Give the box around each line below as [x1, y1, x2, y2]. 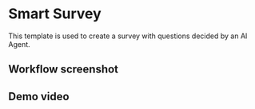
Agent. [8, 39, 30, 49]
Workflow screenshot [8, 63, 118, 76]
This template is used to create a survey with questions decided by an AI [8, 31, 248, 41]
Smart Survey [8, 5, 102, 23]
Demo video [8, 89, 70, 103]
